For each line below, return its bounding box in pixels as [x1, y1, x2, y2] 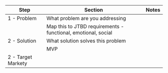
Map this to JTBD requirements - [46, 23, 124, 29]
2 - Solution [7, 37, 36, 44]
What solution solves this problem [46, 37, 126, 44]
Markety [7, 60, 27, 66]
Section [84, 6, 103, 13]
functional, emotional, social [46, 29, 112, 36]
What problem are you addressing [46, 15, 126, 21]
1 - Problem [7, 15, 36, 21]
